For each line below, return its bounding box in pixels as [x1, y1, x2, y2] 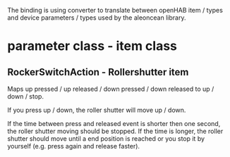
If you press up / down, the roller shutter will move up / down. [7, 106, 186, 114]
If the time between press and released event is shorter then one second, [7, 120, 221, 127]
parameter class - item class [7, 38, 178, 54]
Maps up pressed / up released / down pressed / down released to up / [7, 84, 214, 93]
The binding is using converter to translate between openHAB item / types [7, 6, 224, 14]
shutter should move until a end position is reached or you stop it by [7, 134, 205, 143]
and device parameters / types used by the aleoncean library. [7, 13, 186, 22]
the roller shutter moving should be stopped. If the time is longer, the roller [7, 127, 224, 135]
